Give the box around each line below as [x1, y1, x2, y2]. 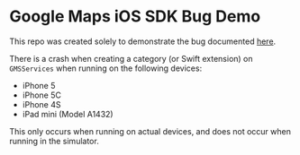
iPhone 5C [22, 90, 61, 100]
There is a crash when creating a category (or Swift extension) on [9, 53, 254, 64]
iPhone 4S [22, 99, 61, 109]
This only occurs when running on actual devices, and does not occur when [9, 125, 291, 136]
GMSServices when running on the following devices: [9, 63, 203, 73]
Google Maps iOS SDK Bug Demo [9, 6, 261, 27]
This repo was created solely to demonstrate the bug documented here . [9, 36, 277, 47]
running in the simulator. [9, 135, 99, 146]
